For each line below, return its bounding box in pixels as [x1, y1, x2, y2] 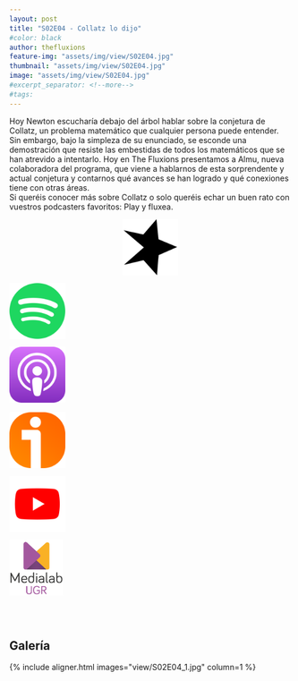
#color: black [9, 33, 63, 42]
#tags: [9, 89, 34, 98]
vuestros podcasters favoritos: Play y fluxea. [9, 201, 174, 212]
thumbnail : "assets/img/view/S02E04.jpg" [9, 62, 166, 71]
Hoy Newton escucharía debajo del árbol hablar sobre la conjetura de [9, 115, 266, 126]
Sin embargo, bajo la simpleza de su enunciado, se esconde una [9, 134, 247, 145]
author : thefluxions [9, 43, 87, 52]
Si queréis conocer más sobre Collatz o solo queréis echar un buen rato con [9, 192, 290, 202]
